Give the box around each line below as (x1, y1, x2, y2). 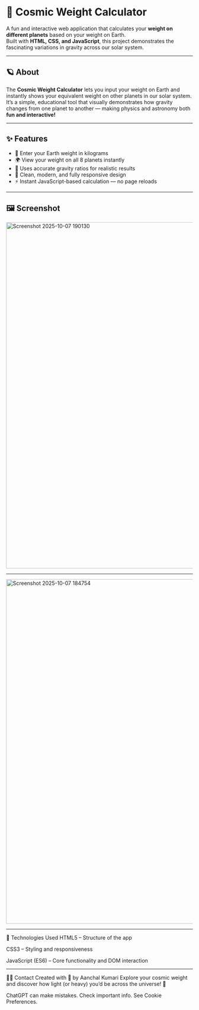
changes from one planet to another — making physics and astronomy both (6, 105, 191, 112)
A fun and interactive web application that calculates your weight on (6, 25, 173, 32)
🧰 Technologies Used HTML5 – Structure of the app (6, 934, 132, 941)
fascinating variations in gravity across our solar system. (6, 44, 144, 51)
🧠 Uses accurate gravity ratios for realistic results (14, 165, 136, 172)
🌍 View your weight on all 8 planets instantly (14, 156, 125, 163)
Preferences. (6, 998, 38, 1005)
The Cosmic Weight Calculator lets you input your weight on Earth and (6, 86, 180, 93)
